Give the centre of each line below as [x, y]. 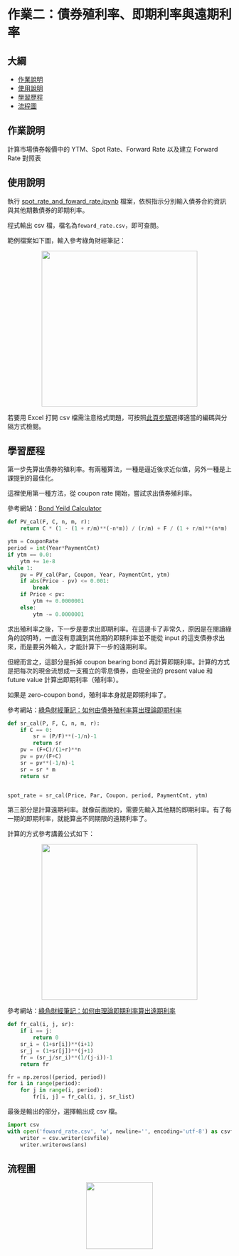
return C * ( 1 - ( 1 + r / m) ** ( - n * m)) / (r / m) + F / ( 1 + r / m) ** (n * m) [124, 529]
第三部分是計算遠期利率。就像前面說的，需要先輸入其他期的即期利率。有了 [116, 810]
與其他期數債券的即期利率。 [48, 210]
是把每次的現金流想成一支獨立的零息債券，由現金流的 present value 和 [110, 671]
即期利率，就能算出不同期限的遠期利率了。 [88, 819]
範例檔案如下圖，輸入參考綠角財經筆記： [67, 240]
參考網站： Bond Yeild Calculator [54, 508]
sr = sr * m [38, 770]
